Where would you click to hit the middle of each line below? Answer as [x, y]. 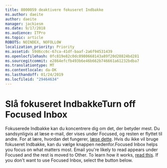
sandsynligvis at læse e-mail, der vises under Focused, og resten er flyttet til [84, 134]
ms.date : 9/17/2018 [25, 28]
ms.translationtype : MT [30, 65]
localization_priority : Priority [40, 47]
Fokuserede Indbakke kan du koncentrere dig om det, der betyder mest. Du [83, 128]
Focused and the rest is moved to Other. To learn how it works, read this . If [82, 155]
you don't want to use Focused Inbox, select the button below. [69, 160]
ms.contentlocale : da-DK [31, 70]
